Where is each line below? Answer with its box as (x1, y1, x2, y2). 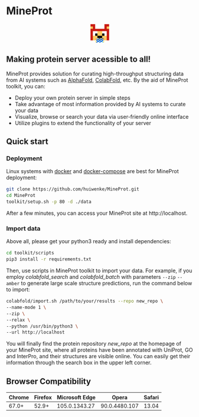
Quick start (6, 136, 49, 147)
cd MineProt (6, 193, 36, 199)
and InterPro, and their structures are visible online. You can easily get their (6, 353, 191, 360)
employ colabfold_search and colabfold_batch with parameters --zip (6, 273, 176, 281)
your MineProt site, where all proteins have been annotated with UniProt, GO (6, 346, 193, 354)
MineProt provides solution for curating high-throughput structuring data (6, 70, 184, 77)
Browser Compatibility (6, 376, 91, 386)
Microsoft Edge (56, 393, 96, 401)
